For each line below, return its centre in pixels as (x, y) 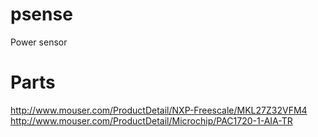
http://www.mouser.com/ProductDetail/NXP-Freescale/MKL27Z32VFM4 (159, 110)
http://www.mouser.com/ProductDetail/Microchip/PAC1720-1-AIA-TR (151, 120)
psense (41, 14)
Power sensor (39, 42)
